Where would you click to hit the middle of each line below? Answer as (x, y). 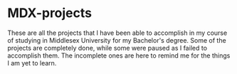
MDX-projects (50, 13)
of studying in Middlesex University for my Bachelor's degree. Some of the (117, 40)
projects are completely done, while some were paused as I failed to (107, 48)
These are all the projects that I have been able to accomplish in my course (117, 33)
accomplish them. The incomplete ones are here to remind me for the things (119, 55)
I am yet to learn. (32, 63)
